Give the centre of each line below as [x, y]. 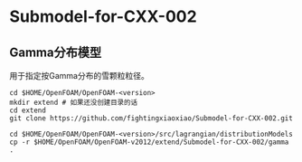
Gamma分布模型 [56, 52]
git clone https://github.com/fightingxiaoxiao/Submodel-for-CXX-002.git [151, 119]
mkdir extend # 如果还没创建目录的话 [74, 102]
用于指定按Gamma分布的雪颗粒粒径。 [79, 76]
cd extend [28, 110]
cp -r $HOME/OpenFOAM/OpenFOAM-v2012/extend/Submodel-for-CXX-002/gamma [149, 142]
